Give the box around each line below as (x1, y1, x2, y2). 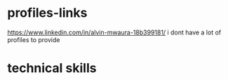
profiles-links (7, 5, 88, 21)
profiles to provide (7, 35, 60, 44)
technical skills (7, 60, 97, 76)
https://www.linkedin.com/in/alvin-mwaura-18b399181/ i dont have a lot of (7, 28, 222, 36)
